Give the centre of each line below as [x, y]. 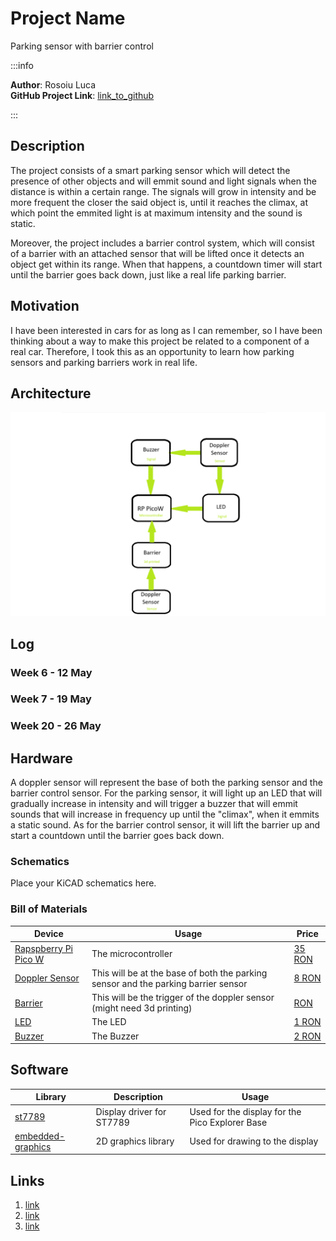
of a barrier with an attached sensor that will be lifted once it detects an [157, 253]
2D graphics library [135, 1141]
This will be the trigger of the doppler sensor [183, 998]
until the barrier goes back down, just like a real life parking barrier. [148, 274]
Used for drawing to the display [254, 1141]
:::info [22, 65]
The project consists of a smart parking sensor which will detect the [150, 170]
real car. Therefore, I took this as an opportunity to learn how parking [152, 351]
